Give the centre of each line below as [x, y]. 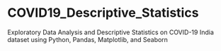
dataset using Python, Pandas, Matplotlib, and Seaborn [88, 39]
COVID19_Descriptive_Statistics [103, 13]
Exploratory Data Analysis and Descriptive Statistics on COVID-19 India [110, 32]
